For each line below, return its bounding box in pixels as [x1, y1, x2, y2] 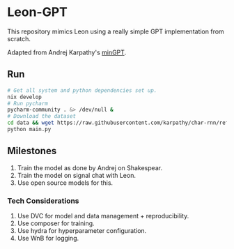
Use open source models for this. [17, 179, 114, 187]
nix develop [7, 93, 42, 100]
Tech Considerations [7, 196, 79, 206]
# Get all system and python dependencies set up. [7, 86, 157, 94]
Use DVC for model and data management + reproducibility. [17, 211, 189, 220]
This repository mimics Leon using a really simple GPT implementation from [7, 27, 224, 36]
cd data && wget [7, 119, 54, 126]
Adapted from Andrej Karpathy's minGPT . [7, 48, 127, 56]
